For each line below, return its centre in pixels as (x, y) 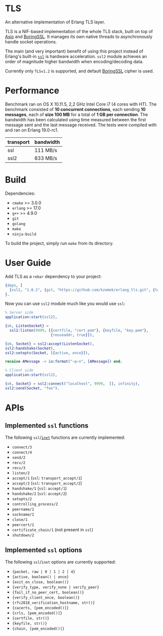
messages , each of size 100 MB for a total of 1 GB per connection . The (76, 114)
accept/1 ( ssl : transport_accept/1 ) (47, 478)
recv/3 (19, 468)
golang (19, 224)
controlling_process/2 (35, 504)
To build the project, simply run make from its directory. (59, 243)
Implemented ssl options (44, 550)
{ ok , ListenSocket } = (27, 326)
